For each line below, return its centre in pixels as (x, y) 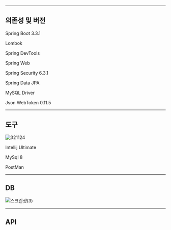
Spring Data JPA (22, 83)
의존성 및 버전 (25, 21)
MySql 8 (14, 157)
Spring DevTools (23, 53)
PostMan (15, 167)
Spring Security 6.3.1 (27, 73)
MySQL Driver (20, 93)
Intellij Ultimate (21, 147)
